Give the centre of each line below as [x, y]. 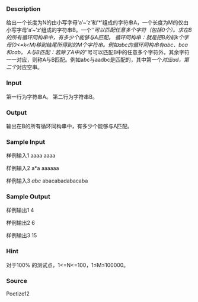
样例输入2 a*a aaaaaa [33, 168]
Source [17, 281]
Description [23, 9]
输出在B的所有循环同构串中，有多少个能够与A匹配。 [69, 126]
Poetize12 [18, 294]
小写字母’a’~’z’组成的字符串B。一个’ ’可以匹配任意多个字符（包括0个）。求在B [99, 30]
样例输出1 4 [20, 210]
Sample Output [28, 197]
